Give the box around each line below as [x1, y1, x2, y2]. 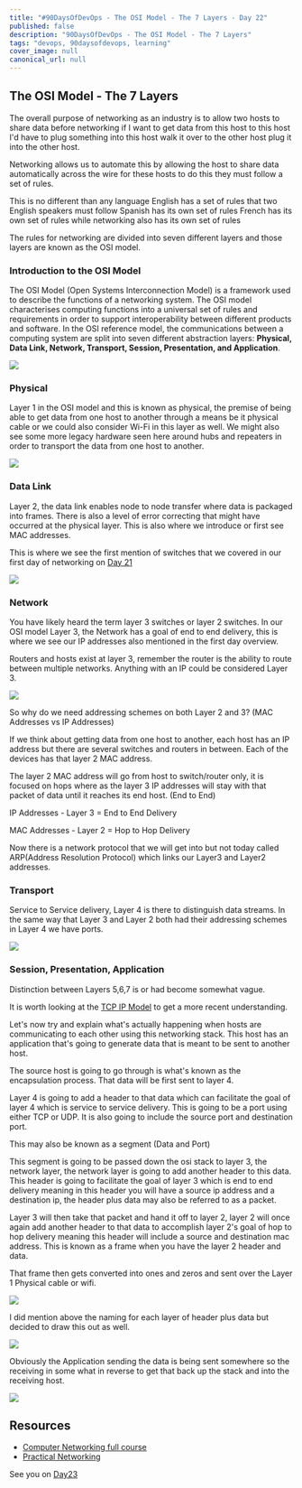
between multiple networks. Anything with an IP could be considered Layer [9, 663, 288, 674]
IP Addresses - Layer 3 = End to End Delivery [9, 807, 178, 818]
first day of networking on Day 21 [9, 556, 133, 567]
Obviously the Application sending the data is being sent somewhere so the [9, 1355, 290, 1366]
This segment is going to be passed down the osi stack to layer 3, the [9, 1156, 268, 1167]
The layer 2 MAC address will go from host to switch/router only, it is [9, 771, 264, 781]
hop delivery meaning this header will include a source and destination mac [9, 1231, 290, 1242]
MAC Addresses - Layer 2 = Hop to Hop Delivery [9, 825, 191, 835]
